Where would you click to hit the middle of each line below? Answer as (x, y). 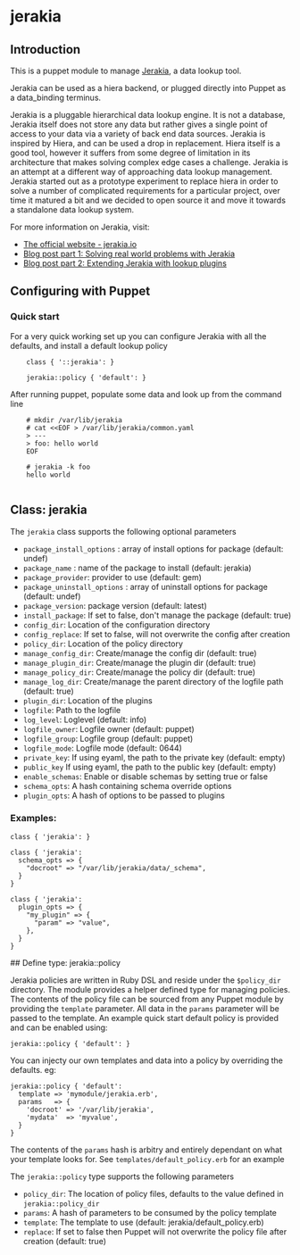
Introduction (46, 50)
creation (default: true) (64, 1241)
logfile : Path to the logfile (72, 710)
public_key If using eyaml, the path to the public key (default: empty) (150, 767)
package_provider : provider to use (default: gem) (112, 577)
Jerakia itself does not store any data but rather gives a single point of (139, 124)
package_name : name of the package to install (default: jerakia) (137, 568)
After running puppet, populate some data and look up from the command (146, 394)
